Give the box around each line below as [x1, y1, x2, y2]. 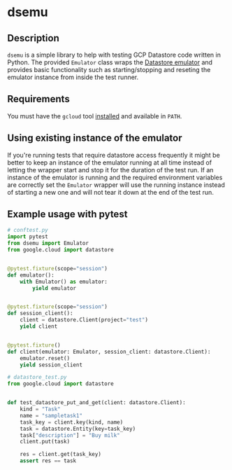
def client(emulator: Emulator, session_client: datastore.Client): [7, 348, 211, 355]
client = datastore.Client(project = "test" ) [20, 317, 149, 324]
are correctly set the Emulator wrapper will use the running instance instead [7, 180, 226, 189]
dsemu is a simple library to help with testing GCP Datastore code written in [7, 50, 222, 59]
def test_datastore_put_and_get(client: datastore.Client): [7, 399, 187, 406]
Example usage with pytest [7, 208, 128, 221]
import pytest [7, 233, 49, 240]
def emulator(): [7, 271, 55, 279]
